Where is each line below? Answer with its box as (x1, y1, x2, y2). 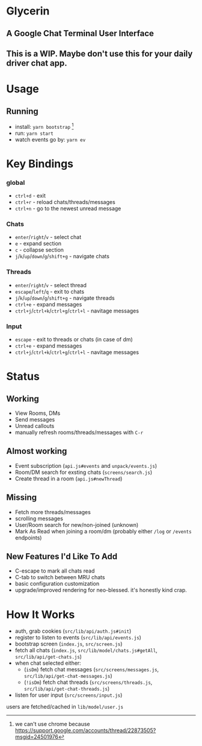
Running (6, 106, 39, 116)
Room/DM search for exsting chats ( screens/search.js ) (14, 468, 153, 476)
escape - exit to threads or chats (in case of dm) (14, 336, 133, 343)
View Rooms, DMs (14, 409, 61, 417)
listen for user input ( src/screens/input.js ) (14, 691, 123, 699)
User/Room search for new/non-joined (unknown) (14, 521, 139, 528)
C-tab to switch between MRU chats (14, 574, 105, 581)
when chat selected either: (14, 659, 81, 667)
